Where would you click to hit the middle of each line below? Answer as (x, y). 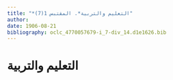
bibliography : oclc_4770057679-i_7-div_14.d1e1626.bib (87, 32)
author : (18, 20)
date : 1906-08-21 (32, 26)
